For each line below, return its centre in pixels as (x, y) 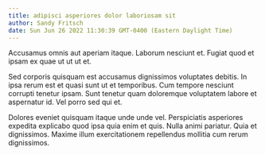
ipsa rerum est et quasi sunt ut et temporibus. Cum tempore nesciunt (121, 85)
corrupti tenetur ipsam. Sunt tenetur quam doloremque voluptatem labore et (132, 94)
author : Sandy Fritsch (46, 23)
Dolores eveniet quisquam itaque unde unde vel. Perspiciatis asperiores (126, 118)
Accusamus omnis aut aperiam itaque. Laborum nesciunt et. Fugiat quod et (131, 53)
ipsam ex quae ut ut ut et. (50, 61)
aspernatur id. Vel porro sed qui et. (65, 102)
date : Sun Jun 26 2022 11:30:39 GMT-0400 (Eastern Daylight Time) (121, 30)
